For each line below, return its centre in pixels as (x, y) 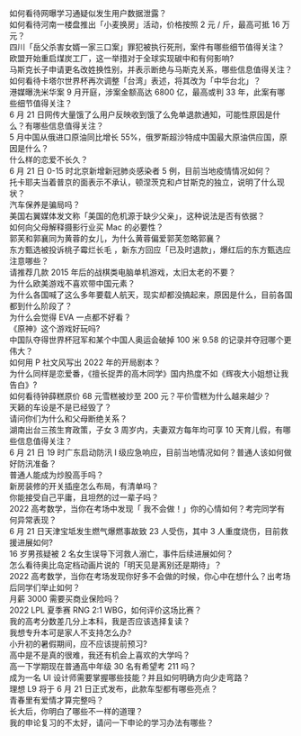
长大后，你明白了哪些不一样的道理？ (76, 711)
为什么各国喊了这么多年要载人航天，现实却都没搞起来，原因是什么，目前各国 (151, 295)
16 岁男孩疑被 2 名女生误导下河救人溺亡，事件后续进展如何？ (121, 554)
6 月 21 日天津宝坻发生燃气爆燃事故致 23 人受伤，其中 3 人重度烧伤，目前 (145, 531)
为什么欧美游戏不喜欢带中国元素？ (72, 283)
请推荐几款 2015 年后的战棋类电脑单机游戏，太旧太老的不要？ (123, 272)
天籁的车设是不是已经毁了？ (61, 407)
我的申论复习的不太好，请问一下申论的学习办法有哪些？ (111, 722)
